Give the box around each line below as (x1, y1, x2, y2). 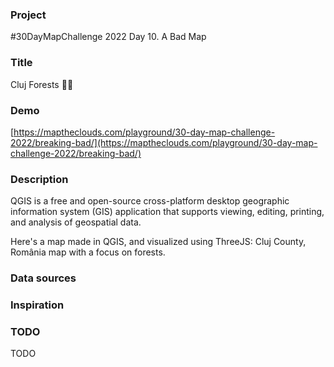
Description (10, 172, 69, 186)
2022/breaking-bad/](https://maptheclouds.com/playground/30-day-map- (10, 136, 318, 148)
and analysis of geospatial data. (10, 216, 142, 228)
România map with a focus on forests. (10, 246, 166, 258)
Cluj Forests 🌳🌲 (10, 78, 74, 90)
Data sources (10, 271, 77, 285)
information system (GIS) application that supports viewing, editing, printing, (10, 206, 325, 218)
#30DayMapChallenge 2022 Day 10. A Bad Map (10, 31, 207, 43)
